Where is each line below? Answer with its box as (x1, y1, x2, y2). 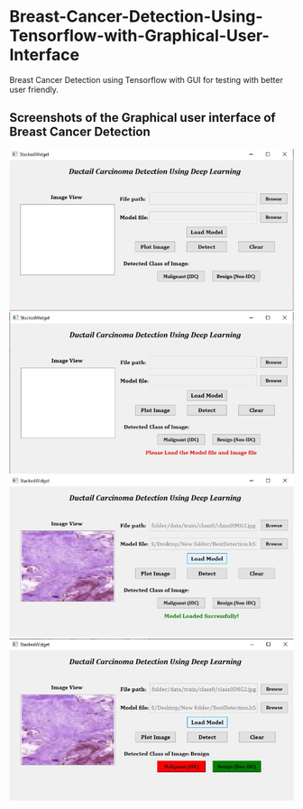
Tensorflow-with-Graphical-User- (9, 25, 271, 46)
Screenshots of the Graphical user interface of (9, 110, 277, 125)
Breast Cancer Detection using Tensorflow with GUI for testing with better (9, 74, 284, 85)
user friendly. (9, 84, 59, 95)
